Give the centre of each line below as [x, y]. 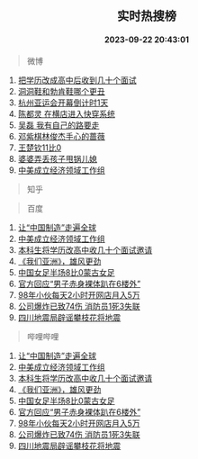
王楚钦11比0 [40, 148]
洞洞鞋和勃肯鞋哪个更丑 [61, 91]
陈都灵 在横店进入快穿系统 [66, 113]
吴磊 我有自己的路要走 [58, 125]
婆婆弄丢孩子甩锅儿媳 [57, 158]
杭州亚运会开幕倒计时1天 [63, 103]
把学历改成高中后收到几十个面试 [77, 80]
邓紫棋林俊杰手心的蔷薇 [61, 136]
